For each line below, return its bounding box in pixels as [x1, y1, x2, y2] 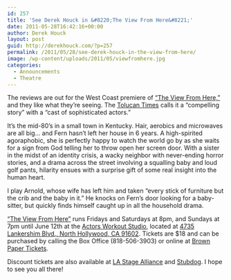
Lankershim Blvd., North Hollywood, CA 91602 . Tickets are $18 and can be [7, 229, 219, 238]
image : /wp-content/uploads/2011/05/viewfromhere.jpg [7, 55, 166, 62]
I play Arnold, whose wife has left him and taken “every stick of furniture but [7, 186, 224, 195]
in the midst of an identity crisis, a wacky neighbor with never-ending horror [7, 151, 224, 159]
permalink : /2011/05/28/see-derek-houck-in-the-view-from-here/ [7, 49, 196, 56]
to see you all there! [7, 265, 64, 274]
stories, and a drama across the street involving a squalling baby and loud [7, 159, 218, 167]
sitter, [7, 202, 24, 210]
